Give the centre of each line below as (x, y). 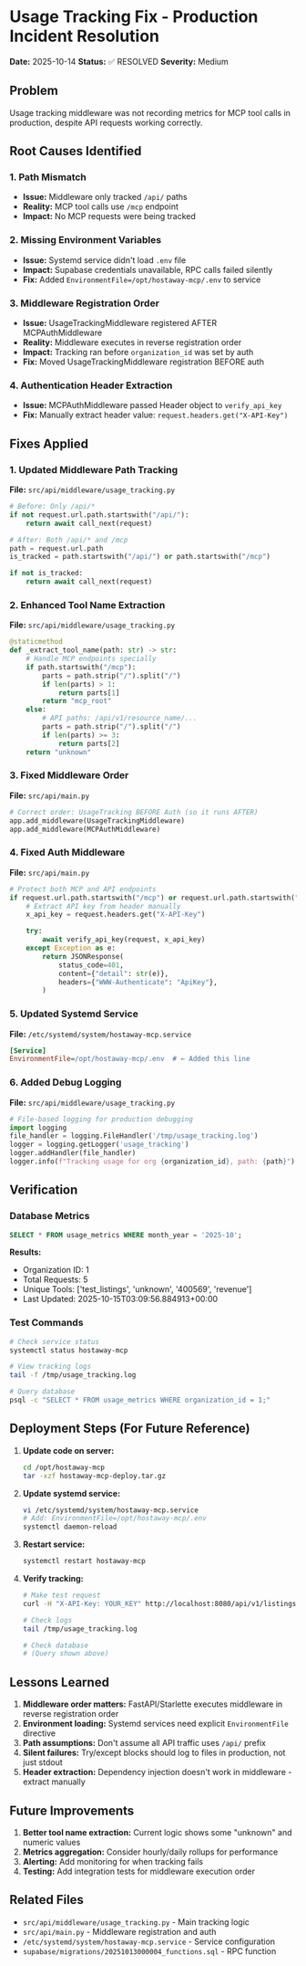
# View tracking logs (51, 1367)
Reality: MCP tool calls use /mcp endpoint (101, 206)
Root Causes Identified (76, 151)
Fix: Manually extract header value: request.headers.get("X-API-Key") (155, 415)
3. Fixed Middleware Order (69, 775)
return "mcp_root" (77, 701)
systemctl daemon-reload (70, 1527)
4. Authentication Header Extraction (91, 385)
